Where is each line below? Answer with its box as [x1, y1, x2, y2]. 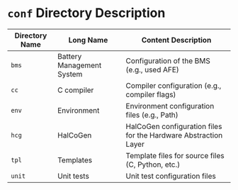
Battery [57, 51, 82, 61]
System [57, 69, 83, 79]
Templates [57, 155, 93, 164]
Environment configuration [125, 101, 215, 111]
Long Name [68, 35, 108, 45]
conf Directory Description [7, 5, 166, 21]
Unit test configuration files [125, 171, 216, 181]
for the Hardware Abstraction [125, 130, 223, 140]
